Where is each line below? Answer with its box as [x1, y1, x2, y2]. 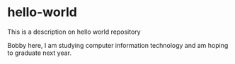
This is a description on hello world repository [7, 27, 141, 36]
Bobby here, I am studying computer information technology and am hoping [7, 41, 229, 49]
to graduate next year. [7, 49, 72, 57]
